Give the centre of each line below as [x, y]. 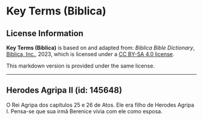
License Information [45, 33]
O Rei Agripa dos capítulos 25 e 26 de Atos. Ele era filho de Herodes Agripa [100, 105]
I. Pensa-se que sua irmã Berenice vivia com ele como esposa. [85, 111]
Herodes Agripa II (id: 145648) [64, 91]
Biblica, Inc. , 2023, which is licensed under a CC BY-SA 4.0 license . [90, 54]
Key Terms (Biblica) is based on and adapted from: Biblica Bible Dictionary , [101, 48]
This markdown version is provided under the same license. [81, 66]
